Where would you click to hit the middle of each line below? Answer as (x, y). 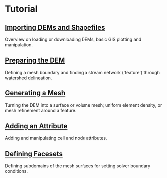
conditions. (17, 171)
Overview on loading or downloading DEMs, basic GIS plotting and (73, 39)
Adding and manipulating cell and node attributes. (56, 138)
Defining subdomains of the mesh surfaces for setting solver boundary (78, 166)
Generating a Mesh (35, 93)
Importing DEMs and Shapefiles (55, 28)
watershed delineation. (29, 78)
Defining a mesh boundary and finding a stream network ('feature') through (83, 72)
